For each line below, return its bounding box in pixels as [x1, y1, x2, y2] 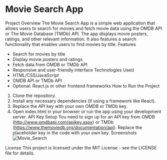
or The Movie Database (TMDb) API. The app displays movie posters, [5, 30, 148, 36]
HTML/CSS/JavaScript [12, 72, 59, 78]
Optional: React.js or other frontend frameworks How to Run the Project [12, 82, 160, 88]
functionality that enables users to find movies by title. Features [5, 41, 136, 47]
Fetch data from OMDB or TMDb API [12, 61, 87, 67]
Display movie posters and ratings [12, 56, 83, 62]
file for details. [5, 150, 35, 156]
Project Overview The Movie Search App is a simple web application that [5, 20, 155, 26]
